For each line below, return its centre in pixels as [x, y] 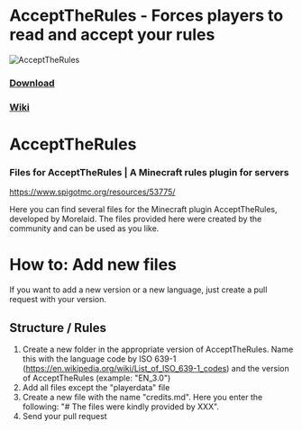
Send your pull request [64, 417]
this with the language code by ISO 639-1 [99, 359]
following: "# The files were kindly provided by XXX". [120, 407]
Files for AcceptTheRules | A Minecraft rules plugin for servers [149, 172]
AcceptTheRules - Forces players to [146, 16]
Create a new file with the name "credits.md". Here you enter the [142, 398]
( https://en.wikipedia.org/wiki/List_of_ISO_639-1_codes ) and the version [156, 369]
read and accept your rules [112, 35]
